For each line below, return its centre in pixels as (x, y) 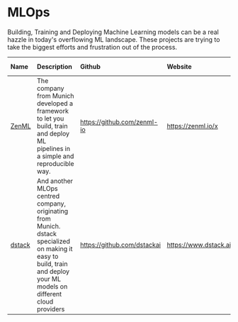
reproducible (55, 163)
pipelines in (53, 148)
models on (52, 286)
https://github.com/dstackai (121, 245)
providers (51, 309)
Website (180, 66)
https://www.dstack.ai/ (200, 245)
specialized (53, 241)
